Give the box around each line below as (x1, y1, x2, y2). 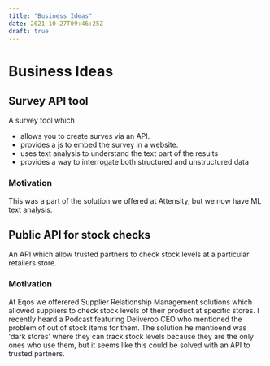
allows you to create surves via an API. (20, 131, 150, 141)
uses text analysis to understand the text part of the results (20, 149, 219, 158)
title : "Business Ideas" (8, 11, 93, 20)
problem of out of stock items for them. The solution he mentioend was (8, 322, 247, 333)
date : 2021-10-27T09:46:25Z (8, 19, 104, 28)
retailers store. (8, 258, 57, 268)
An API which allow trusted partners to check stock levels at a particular (8, 249, 250, 260)
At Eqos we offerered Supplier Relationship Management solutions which (8, 297, 253, 307)
